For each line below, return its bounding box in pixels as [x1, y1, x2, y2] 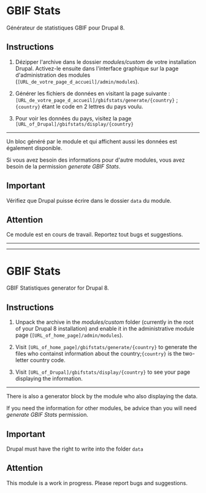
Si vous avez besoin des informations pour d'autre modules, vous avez [6, 156, 185, 164]
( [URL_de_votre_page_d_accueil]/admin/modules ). [15, 77, 139, 85]
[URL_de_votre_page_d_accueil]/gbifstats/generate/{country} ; [15, 96, 178, 103]
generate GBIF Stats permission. [6, 411, 89, 419]
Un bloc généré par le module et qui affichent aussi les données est [6, 138, 178, 145]
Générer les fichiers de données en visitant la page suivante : [15, 90, 170, 97]
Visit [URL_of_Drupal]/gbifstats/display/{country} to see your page [15, 368, 191, 376]
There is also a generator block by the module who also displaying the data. [6, 393, 198, 400]
